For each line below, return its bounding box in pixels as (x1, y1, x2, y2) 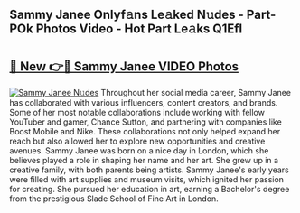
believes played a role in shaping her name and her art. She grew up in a (9, 155, 278, 165)
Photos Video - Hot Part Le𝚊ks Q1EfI (35, 22, 243, 37)
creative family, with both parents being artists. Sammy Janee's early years (9, 164, 289, 175)
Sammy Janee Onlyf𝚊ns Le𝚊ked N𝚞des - (9, 7, 244, 23)
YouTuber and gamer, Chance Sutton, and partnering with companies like (9, 116, 282, 127)
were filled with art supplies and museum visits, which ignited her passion (9, 174, 285, 184)
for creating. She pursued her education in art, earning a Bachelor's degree (9, 184, 290, 194)
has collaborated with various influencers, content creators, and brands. (9, 97, 278, 107)
